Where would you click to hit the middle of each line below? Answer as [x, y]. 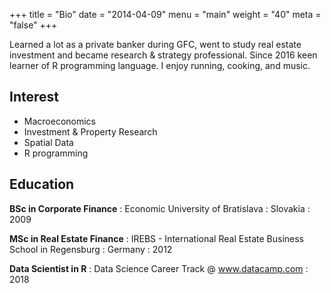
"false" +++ [33, 25]
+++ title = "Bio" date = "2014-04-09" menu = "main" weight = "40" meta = [165, 14]
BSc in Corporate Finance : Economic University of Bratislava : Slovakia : [160, 208]
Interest [34, 97]
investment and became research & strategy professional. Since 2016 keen [163, 55]
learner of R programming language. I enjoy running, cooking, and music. [160, 65]
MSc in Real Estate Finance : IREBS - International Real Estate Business [157, 238]
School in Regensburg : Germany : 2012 [91, 249]
